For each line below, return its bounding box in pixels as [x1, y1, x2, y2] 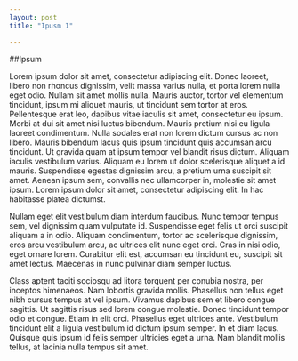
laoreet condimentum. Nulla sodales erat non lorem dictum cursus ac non [9, 127, 278, 138]
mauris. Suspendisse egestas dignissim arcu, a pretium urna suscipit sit [9, 165, 272, 176]
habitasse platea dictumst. [9, 193, 106, 205]
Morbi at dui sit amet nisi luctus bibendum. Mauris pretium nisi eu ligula [9, 117, 270, 129]
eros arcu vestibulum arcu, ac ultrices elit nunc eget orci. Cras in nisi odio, [9, 239, 281, 250]
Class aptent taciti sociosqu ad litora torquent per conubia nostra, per [9, 275, 264, 285]
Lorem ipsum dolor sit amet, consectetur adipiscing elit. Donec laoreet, [9, 70, 269, 81]
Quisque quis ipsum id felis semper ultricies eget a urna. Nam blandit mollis [9, 332, 286, 342]
